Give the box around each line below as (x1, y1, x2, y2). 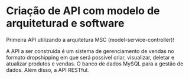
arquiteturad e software (6, 17, 125, 30)
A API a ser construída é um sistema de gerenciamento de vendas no (6, 47, 174, 54)
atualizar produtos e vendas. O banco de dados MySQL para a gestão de (6, 60, 184, 67)
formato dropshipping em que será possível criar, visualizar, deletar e (6, 54, 175, 61)
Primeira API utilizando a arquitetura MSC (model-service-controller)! (6, 36, 175, 43)
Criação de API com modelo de (6, 4, 160, 18)
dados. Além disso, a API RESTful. (6, 66, 89, 73)
